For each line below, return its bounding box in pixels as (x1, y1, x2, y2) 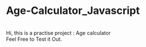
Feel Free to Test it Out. (6, 35, 62, 42)
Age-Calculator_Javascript (6, 4, 140, 17)
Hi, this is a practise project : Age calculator (6, 29, 111, 36)
